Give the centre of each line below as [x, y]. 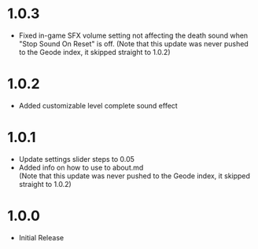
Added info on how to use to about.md [81, 167]
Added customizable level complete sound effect [98, 105]
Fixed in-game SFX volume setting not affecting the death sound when [133, 35]
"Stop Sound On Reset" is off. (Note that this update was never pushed [133, 43]
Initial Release [41, 237]
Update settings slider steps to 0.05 [77, 159]
